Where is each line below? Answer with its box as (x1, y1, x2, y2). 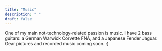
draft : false (5, 16, 32, 21)
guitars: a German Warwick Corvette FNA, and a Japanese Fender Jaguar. (5, 35, 158, 41)
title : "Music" (5, 7, 37, 12)
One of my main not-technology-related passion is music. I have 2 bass (5, 30, 152, 36)
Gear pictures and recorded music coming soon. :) (5, 41, 109, 47)
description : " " (5, 12, 41, 17)
